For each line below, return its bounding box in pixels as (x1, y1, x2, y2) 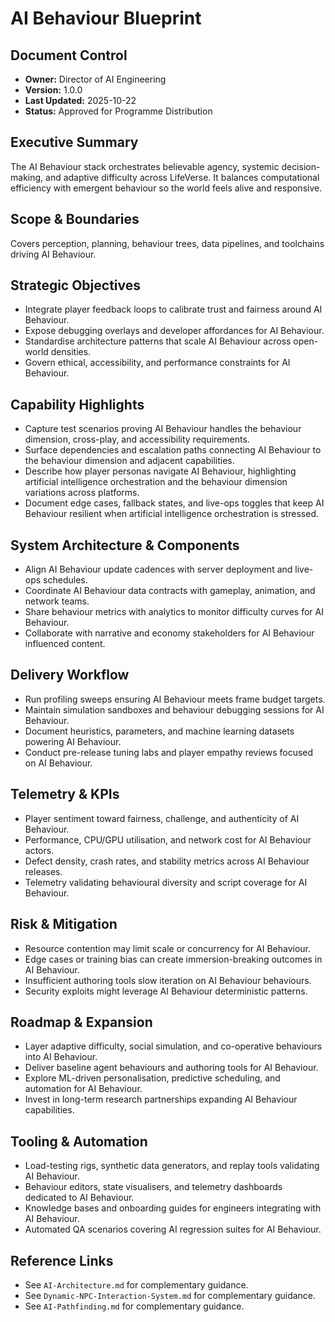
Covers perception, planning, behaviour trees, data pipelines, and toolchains (10, 237, 325, 249)
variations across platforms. (24, 487, 140, 499)
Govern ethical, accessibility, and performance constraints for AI (24, 357, 291, 369)
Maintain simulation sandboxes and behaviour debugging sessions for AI (24, 703, 325, 716)
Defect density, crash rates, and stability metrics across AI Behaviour (24, 855, 310, 867)
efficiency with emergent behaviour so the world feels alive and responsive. (10, 182, 323, 194)
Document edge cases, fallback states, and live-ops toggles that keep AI (24, 497, 325, 509)
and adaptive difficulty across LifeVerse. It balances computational (45, 171, 320, 183)
